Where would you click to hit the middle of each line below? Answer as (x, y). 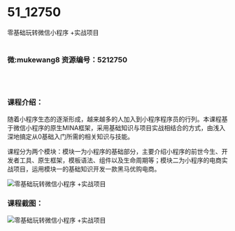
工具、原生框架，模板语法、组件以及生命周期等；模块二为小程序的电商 (120, 160)
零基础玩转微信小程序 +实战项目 (53, 32)
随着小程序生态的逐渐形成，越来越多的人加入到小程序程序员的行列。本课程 (114, 119)
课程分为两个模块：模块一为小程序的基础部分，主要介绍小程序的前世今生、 (114, 151)
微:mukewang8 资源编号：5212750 (67, 59)
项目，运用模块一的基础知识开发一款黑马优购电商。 (87, 169)
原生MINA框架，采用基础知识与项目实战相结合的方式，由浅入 (138, 127)
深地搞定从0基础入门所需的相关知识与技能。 (71, 136)
